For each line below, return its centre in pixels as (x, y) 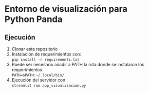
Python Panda (34, 19)
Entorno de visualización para (66, 9)
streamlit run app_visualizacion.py (49, 86)
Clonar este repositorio (35, 49)
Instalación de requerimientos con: (46, 54)
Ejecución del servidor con (38, 80)
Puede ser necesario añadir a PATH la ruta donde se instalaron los (78, 65)
